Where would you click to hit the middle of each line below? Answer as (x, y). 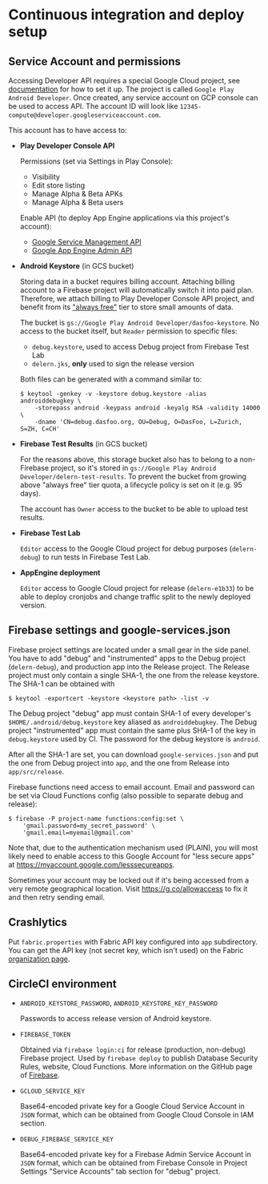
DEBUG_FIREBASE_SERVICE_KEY (66, 1140)
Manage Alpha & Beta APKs (77, 194)
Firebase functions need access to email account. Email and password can (132, 786)
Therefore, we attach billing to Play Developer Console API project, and (137, 299)
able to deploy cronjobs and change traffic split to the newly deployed (135, 596)
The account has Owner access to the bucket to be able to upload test (134, 509)
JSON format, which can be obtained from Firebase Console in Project (134, 1163)
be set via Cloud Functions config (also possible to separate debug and (126, 795)
